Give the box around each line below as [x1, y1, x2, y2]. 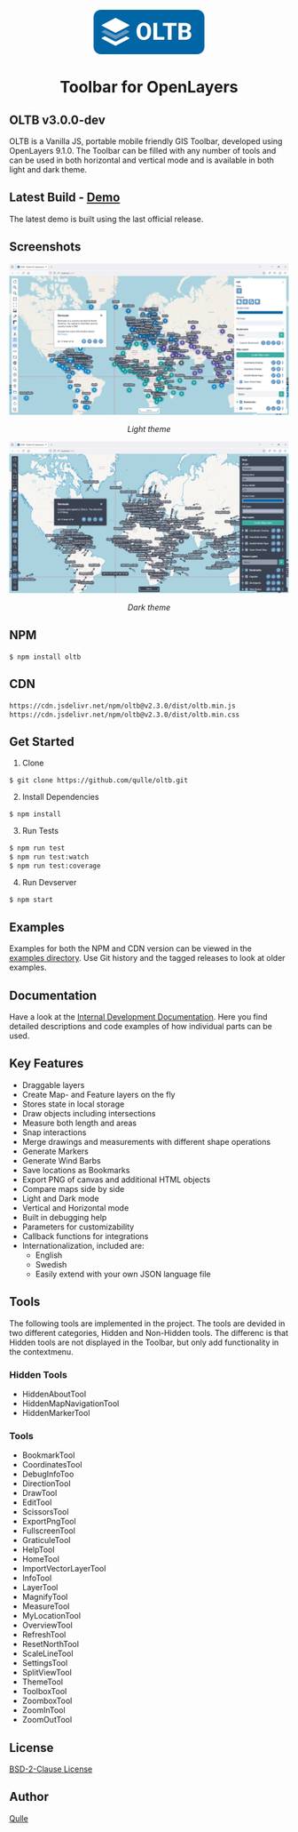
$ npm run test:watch [9, 852, 90, 862]
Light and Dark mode [21, 1193, 99, 1204]
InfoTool [21, 1572, 52, 1583]
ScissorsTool [21, 1507, 69, 1517]
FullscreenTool [21, 1525, 75, 1536]
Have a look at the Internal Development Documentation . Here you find [9, 1012, 268, 1022]
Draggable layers [21, 1079, 85, 1090]
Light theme [127, 424, 171, 435]
